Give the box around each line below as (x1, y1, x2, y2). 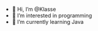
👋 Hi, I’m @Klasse (11, 6, 56, 13)
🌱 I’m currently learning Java (11, 18, 84, 25)
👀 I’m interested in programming (11, 12, 93, 19)
